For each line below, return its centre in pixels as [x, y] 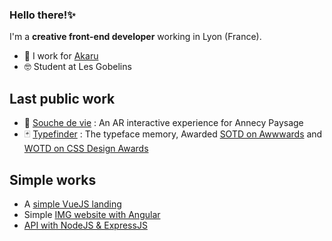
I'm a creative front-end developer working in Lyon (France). [135, 37]
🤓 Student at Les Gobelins [77, 67]
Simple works [53, 179]
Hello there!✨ [42, 15]
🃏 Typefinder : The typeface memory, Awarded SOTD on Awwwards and [173, 134]
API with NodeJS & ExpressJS [85, 225]
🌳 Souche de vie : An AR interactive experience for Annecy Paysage [163, 123]
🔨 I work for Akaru [61, 56]
